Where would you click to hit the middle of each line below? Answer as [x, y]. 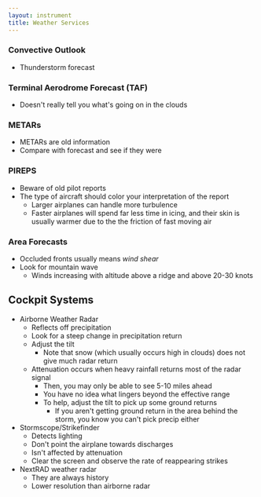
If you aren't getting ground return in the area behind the [146, 411]
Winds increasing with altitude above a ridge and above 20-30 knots [142, 275]
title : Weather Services [49, 23]
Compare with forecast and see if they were [91, 151]
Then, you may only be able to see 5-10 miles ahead [127, 386]
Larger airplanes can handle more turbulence [105, 204]
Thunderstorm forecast [57, 67]
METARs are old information [65, 142]
